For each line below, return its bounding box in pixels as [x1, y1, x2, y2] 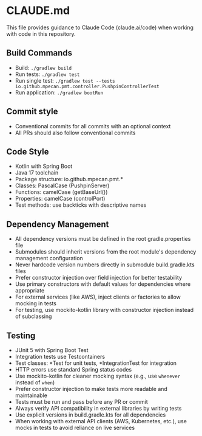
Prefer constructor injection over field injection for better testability [15, 274, 183, 282]
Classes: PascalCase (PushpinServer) [15, 182, 110, 189]
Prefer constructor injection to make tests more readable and [15, 386, 168, 392]
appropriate [15, 287, 45, 294]
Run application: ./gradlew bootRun [15, 89, 104, 96]
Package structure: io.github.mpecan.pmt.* [15, 176, 123, 183]
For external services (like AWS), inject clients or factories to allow [15, 293, 181, 301]
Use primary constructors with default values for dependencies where [15, 280, 191, 288]
